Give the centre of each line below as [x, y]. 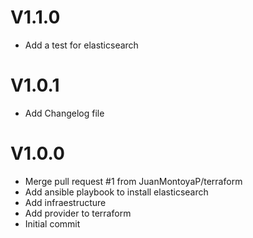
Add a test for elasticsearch [81, 45]
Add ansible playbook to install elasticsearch [116, 192]
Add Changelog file [64, 113]
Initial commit [52, 223]
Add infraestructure [65, 202]
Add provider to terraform [78, 213]
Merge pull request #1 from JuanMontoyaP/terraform [133, 181]
